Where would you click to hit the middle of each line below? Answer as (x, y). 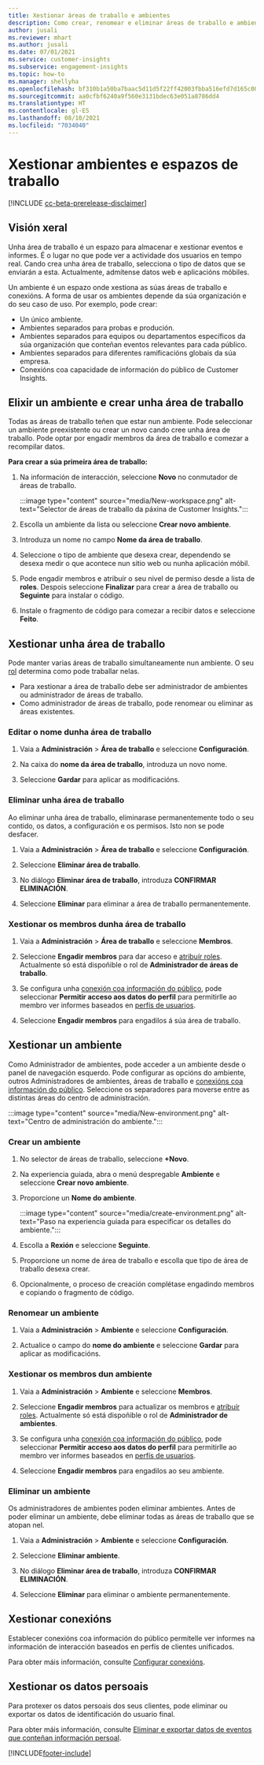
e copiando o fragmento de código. (77, 1293)
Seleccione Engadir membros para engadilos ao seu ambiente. (122, 1470)
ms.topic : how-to (37, 74)
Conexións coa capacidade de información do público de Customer (129, 369)
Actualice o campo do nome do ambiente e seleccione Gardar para (129, 1346)
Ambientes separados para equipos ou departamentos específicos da (132, 336)
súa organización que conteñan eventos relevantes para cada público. (133, 344)
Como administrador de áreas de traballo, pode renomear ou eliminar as (136, 703)
